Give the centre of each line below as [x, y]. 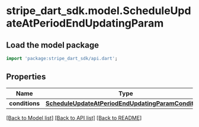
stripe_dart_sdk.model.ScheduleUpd [99, 11]
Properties [26, 77]
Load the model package [53, 45]
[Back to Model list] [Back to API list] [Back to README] [74, 118]
